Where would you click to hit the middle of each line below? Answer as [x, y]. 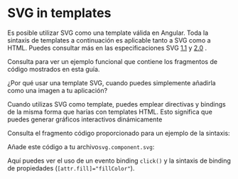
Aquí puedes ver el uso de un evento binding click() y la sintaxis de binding [119, 161]
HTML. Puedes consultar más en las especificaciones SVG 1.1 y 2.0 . [107, 48]
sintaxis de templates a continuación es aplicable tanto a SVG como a [109, 40]
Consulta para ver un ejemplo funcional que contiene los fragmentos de [113, 61]
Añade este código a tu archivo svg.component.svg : [81, 146]
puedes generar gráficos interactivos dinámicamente [85, 119]
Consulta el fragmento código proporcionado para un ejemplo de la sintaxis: [119, 133]
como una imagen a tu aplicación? [58, 90]
